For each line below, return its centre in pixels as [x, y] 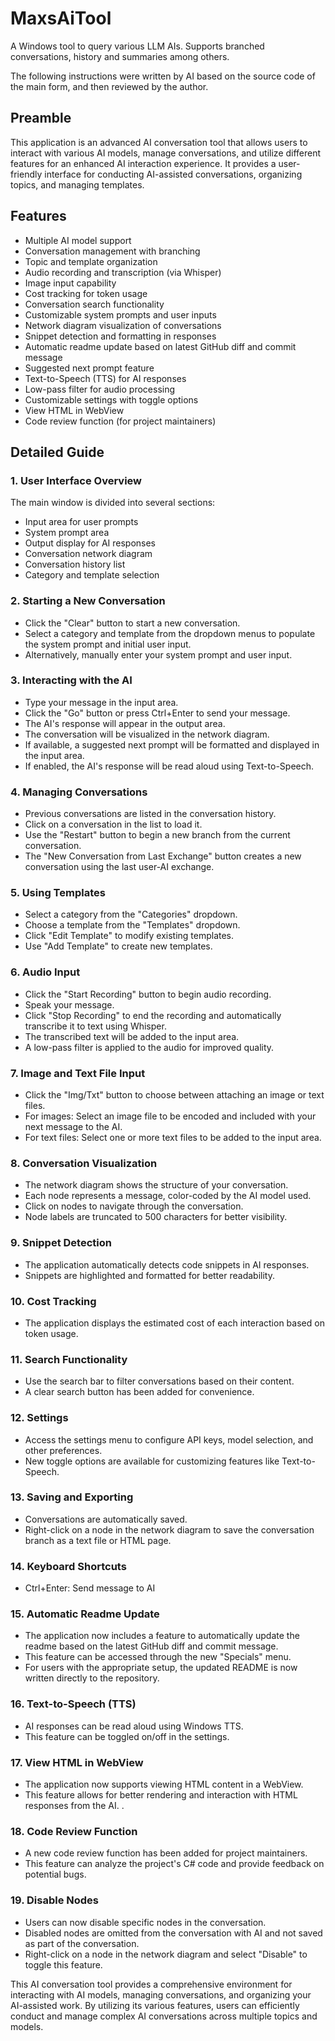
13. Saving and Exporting [72, 1497]
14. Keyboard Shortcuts [68, 1566]
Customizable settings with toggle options [111, 399]
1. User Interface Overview [76, 480]
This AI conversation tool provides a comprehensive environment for [151, 1984]
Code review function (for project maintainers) [120, 421]
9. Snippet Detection [61, 1243]
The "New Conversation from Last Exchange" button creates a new [163, 856]
